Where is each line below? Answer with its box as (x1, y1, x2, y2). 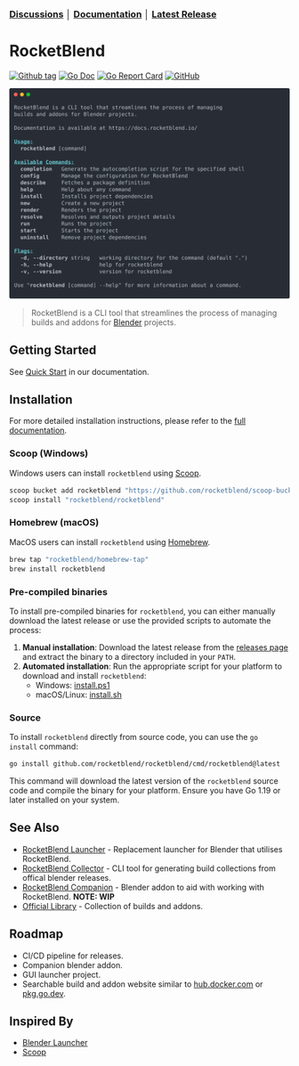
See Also (9, 820, 60, 835)
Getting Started (9, 343, 97, 358)
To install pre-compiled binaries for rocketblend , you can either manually (9, 606, 276, 616)
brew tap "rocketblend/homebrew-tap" (9, 555, 149, 564)
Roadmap (9, 926, 64, 942)
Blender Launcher (21, 1038, 88, 1048)
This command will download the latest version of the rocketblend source (9, 776, 279, 786)
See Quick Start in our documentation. (9, 366, 149, 377)
